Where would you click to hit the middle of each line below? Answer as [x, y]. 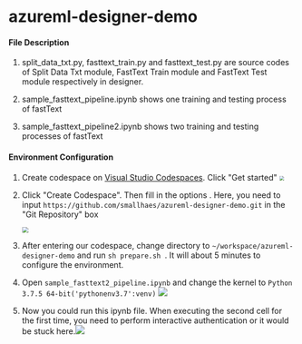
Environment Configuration [61, 157]
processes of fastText [62, 136]
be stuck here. [49, 331]
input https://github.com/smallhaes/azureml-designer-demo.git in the [153, 204]
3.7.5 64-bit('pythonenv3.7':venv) [89, 294]
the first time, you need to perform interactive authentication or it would [155, 320]
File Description [39, 42]
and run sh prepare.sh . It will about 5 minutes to [169, 255]
